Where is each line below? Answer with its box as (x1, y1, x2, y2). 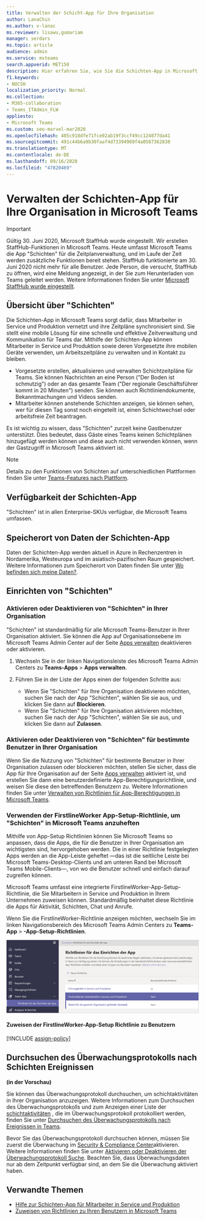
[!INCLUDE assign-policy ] (6, 1035, 71, 1042)
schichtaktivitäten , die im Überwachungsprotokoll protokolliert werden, (6, 1109, 186, 1117)
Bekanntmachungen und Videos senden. (15, 393, 118, 401)
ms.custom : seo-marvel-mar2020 (6, 126, 86, 132)
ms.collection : (6, 94, 45, 100)
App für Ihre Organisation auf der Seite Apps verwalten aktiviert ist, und (6, 770, 186, 777)
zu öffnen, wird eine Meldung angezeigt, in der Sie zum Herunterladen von (6, 269, 194, 277)
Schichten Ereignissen (6, 1062, 94, 1073)
